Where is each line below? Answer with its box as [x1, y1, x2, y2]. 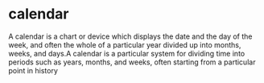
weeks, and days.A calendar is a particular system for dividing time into [8, 48, 245, 58]
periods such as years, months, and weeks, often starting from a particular [8, 57, 256, 67]
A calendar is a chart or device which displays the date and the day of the [8, 31, 253, 41]
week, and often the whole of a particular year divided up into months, [8, 39, 241, 49]
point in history [8, 65, 58, 75]
